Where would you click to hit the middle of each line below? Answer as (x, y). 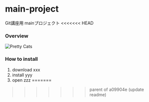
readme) (98, 94)
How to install (21, 59)
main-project (32, 9)
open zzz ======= (32, 80)
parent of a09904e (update (117, 89)
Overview (17, 36)
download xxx (26, 69)
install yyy (22, 75)
